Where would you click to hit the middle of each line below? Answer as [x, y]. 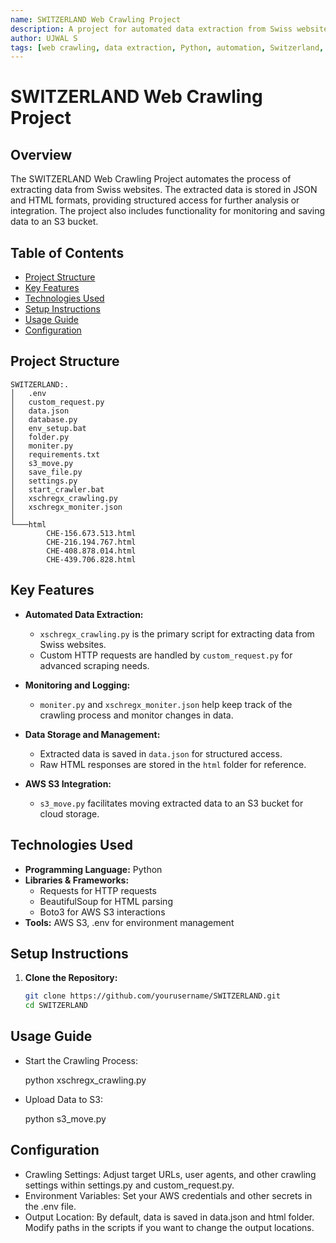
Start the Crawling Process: [81, 1060]
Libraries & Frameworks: [77, 880]
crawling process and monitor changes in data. [136, 715]
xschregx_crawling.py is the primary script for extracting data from [177, 633]
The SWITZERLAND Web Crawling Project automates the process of [151, 179]
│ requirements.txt [55, 454]
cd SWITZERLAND [56, 1006]
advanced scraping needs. [94, 665]
